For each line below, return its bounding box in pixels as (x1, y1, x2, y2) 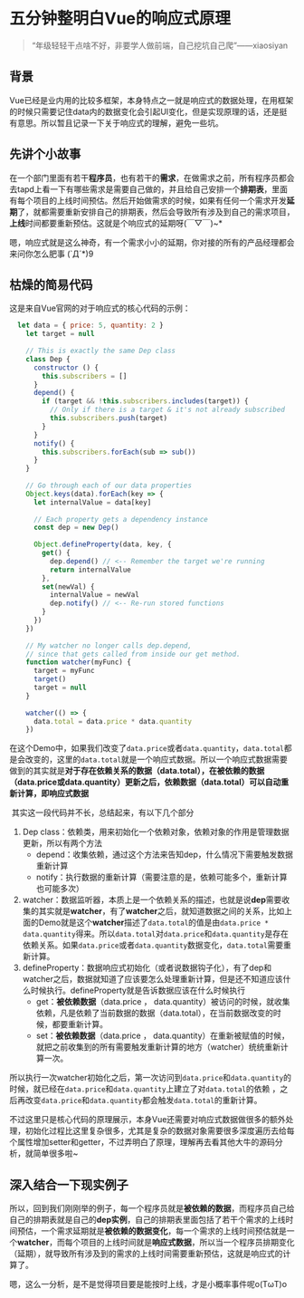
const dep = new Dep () (33, 523, 119, 533)
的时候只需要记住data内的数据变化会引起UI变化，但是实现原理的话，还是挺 (9, 106, 288, 117)
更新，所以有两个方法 (22, 838, 102, 849)
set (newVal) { (42, 582, 95, 591)
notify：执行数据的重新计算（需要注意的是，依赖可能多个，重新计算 (35, 871, 288, 883)
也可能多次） (35, 883, 84, 894)
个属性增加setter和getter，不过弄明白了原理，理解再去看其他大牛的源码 (9, 1137, 276, 1148)
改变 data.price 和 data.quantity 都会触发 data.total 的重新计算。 (24, 1095, 262, 1106)
